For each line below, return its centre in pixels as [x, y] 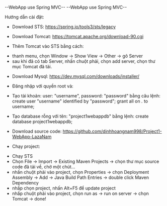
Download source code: [37, 131]
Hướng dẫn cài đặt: [24, 17]
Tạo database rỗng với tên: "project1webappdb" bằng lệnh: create [80, 116]
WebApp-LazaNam [32, 137]
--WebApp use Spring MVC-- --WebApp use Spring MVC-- [66, 7]
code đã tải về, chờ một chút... [44, 167]
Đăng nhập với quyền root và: [43, 86]
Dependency [25, 183]
